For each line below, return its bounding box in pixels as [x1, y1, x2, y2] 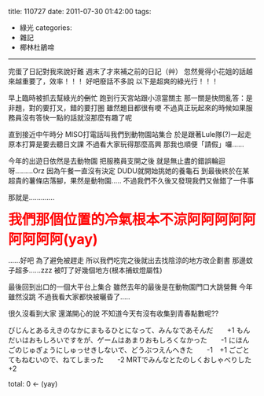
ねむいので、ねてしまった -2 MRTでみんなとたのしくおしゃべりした [21, 355, 252, 365]
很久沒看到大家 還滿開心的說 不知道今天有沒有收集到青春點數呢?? [8, 309, 219, 318]
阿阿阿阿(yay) [8, 231, 98, 248]
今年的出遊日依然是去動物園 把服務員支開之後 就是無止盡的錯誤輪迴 [8, 157, 225, 165]
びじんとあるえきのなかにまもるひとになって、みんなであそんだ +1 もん [8, 326, 251, 335]
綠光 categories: [19, 23, 72, 32]
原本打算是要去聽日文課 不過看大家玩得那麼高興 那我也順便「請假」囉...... [8, 139, 245, 149]
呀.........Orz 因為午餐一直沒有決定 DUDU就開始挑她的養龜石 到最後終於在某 [8, 166, 250, 176]
